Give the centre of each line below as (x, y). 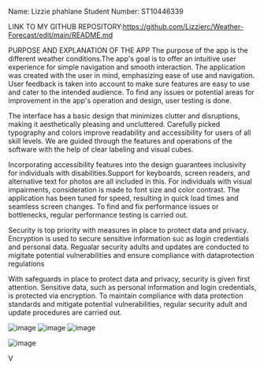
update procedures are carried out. (65, 312)
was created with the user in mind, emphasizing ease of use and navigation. (132, 75)
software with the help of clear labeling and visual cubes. (101, 149)
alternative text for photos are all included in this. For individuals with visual (130, 181)
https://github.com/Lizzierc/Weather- (183, 26)
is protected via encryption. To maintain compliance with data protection (126, 296)
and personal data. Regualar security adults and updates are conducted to (129, 247)
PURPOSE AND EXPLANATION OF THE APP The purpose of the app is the (128, 50)
